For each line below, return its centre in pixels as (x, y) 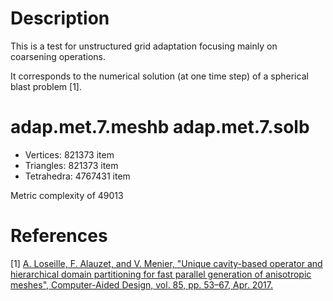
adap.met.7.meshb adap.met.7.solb (160, 127)
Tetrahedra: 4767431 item (77, 176)
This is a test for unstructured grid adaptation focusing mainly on (144, 46)
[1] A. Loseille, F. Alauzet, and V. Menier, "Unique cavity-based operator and (166, 263)
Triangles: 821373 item (71, 165)
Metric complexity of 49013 (67, 195)
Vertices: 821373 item (69, 154)
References (59, 236)
